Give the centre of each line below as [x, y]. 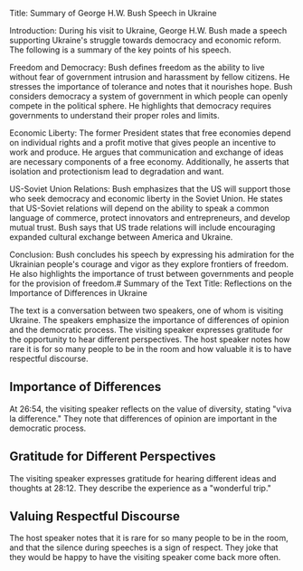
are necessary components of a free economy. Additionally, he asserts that [149, 162]
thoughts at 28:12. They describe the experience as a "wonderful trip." [140, 488]
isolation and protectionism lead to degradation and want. [117, 171]
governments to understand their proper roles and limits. [114, 115]
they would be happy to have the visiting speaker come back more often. [145, 557]
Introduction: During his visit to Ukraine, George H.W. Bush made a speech [148, 30]
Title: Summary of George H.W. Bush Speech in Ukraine [113, 13]
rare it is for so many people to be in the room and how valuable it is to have [151, 349]
